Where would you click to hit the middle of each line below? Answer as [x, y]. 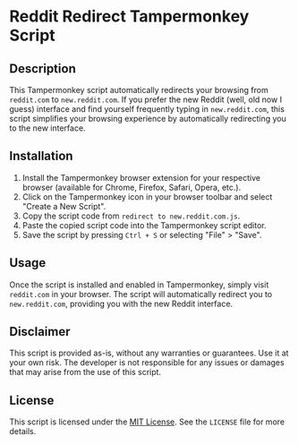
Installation [41, 156]
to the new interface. [48, 128]
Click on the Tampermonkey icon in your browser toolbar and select [147, 196]
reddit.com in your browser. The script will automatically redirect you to [141, 294]
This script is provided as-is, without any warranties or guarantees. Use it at [149, 353]
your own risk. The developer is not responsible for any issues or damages [147, 363]
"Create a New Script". [64, 206]
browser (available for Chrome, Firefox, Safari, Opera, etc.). [132, 187]
